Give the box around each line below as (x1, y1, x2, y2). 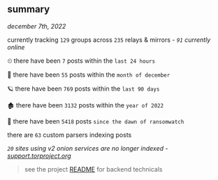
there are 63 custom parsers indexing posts (7, 130, 132, 139)
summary (7, 3, 50, 15)
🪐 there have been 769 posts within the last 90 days (7, 84, 160, 93)
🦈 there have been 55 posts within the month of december (7, 70, 170, 79)
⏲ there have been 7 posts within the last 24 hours (7, 57, 156, 65)
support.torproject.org (7, 151, 71, 160)
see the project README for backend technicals (24, 165, 163, 173)
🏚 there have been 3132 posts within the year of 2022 (7, 100, 164, 109)
